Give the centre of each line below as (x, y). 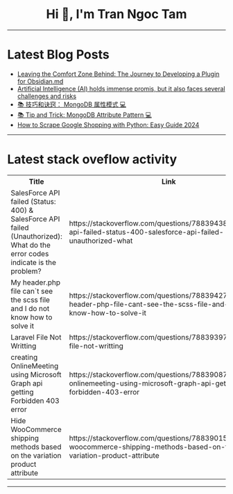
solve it (23, 326)
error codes (30, 253)
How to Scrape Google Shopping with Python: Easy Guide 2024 (108, 125)
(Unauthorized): (36, 236)
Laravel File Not (36, 337)
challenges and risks (47, 96)
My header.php (36, 282)
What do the (31, 245)
